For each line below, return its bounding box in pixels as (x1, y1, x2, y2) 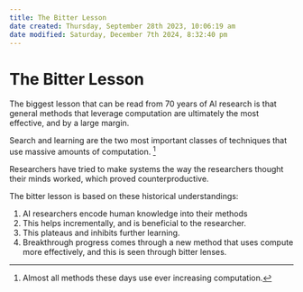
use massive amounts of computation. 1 (9, 145, 156, 157)
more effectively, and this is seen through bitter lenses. (22, 246, 227, 257)
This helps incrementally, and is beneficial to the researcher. (22, 217, 246, 228)
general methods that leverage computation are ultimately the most (9, 108, 260, 119)
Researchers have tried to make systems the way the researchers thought (9, 163, 284, 174)
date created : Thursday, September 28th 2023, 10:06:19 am (9, 22, 236, 31)
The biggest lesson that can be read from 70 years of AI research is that (9, 98, 277, 109)
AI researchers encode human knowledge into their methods (22, 208, 248, 219)
